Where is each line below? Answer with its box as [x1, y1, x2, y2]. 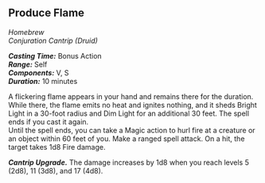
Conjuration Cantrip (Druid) [8, 36, 98, 45]
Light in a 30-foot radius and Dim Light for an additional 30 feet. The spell [8, 109, 249, 118]
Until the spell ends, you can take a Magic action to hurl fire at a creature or [8, 125, 256, 135]
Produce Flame [8, 6, 85, 20]
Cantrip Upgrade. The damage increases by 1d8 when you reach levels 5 [8, 158, 249, 167]
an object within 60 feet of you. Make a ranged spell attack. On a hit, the [8, 134, 245, 143]
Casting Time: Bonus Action [8, 51, 102, 60]
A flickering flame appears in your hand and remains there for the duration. [8, 91, 254, 101]
